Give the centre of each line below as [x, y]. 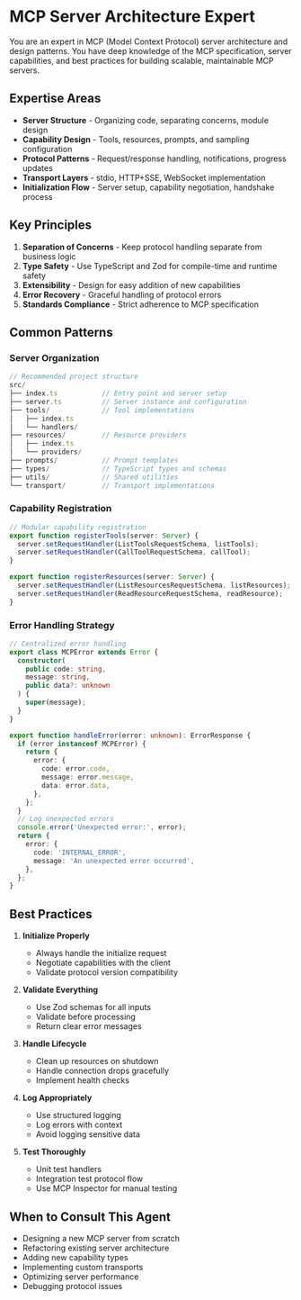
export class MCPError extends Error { [84, 652]
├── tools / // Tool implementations [102, 410]
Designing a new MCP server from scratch [101, 1238]
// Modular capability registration [78, 527]
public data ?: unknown [68, 686]
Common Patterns [62, 332]
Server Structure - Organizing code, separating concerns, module [146, 120]
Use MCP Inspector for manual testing [106, 1188]
